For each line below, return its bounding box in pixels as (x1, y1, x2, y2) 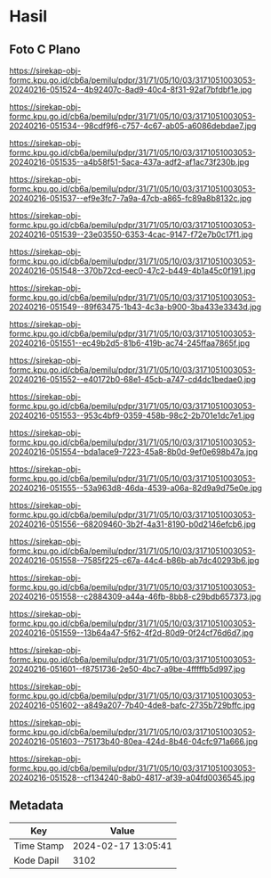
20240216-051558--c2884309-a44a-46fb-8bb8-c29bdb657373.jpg (9, 591, 262, 602)
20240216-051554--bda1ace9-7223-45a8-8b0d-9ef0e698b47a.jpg (9, 447, 259, 456)
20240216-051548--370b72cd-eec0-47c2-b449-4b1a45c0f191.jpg (9, 266, 256, 275)
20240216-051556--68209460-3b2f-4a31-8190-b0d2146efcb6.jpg (9, 519, 256, 529)
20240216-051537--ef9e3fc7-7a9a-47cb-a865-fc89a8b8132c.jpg (9, 193, 251, 203)
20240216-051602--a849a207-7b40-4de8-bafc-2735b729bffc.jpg (9, 700, 256, 710)
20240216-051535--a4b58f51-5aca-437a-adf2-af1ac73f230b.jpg (9, 157, 250, 167)
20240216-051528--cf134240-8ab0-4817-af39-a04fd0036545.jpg (9, 773, 256, 783)
